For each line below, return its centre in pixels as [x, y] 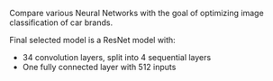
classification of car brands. [61, 22]
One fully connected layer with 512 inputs [99, 67]
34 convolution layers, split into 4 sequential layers [117, 57]
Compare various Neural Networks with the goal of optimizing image [136, 13]
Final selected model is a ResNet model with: [92, 40]
